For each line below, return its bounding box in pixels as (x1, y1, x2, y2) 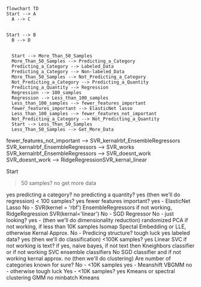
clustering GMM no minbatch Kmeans (6, 274, 100, 281)
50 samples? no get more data (20, 180, 97, 186)
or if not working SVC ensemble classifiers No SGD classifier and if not (6, 249, 181, 255)
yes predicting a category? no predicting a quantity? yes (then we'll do (6, 191, 181, 198)
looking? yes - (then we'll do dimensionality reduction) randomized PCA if (6, 217, 188, 223)
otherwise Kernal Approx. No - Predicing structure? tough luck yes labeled (6, 229, 190, 237)
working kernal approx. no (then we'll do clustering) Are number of (6, 255, 171, 262)
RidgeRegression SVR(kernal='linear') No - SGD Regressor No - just (6, 210, 174, 217)
